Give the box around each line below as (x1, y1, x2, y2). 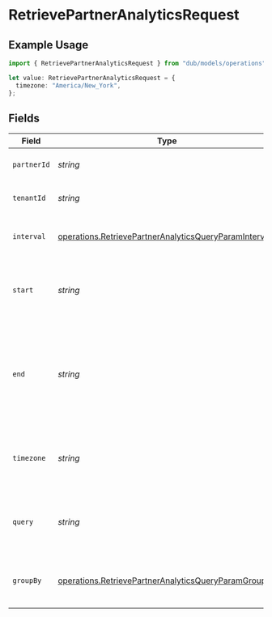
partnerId (12, 160, 50, 169)
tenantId (12, 194, 46, 203)
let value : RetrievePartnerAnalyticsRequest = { (8, 74, 176, 82)
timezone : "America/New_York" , (15, 81, 121, 90)
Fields (8, 111, 40, 125)
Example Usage (8, 38, 89, 52)
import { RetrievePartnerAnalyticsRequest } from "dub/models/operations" (8, 59, 266, 67)
